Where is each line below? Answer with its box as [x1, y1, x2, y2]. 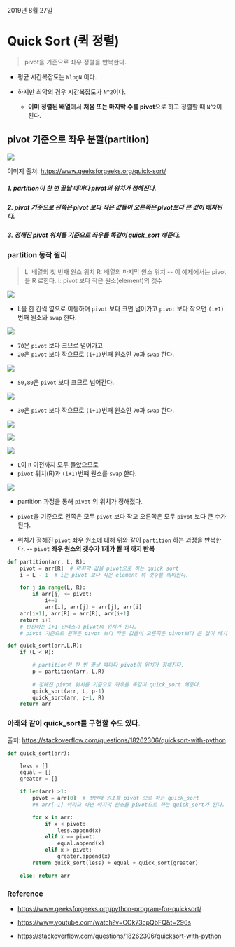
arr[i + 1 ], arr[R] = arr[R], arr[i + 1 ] [20, 610, 130, 617]
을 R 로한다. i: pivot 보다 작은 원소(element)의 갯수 [24, 276, 163, 285]
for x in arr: [32, 814, 73, 821]
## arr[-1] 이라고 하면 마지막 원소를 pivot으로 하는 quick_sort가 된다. [32, 801, 225, 808]
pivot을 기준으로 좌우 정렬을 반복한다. [24, 57, 127, 66]
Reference [7, 889, 43, 899]
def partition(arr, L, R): [7, 558, 86, 566]
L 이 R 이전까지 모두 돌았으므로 [17, 460, 99, 468]
